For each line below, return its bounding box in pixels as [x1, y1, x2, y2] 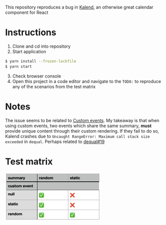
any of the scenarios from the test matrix [12, 83, 96, 89]
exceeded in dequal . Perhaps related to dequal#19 [5, 139, 105, 145]
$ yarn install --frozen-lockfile [5, 59, 77, 64]
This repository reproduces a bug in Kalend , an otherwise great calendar [5, 4, 154, 10]
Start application [12, 48, 46, 54]
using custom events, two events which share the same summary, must [5, 123, 152, 129]
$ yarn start [5, 64, 32, 69]
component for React [5, 9, 49, 15]
